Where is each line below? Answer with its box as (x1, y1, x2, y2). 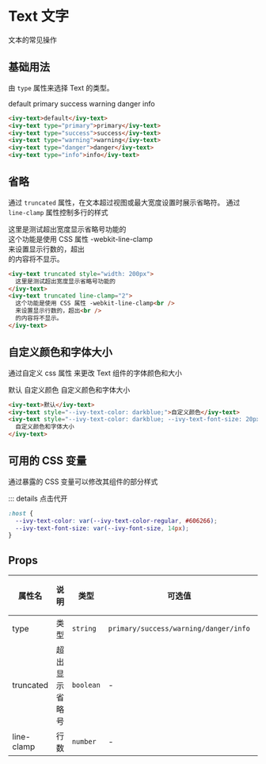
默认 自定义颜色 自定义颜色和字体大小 (8, 385, 131, 394)
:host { (8, 509, 34, 517)
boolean (71, 681, 101, 690)
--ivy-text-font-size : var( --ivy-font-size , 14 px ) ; (15, 524, 190, 532)
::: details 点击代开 (8, 493, 68, 503)
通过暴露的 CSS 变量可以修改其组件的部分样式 (8, 477, 158, 486)
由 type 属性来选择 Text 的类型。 (8, 83, 114, 92)
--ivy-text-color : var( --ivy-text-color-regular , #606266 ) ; (15, 516, 218, 524)
